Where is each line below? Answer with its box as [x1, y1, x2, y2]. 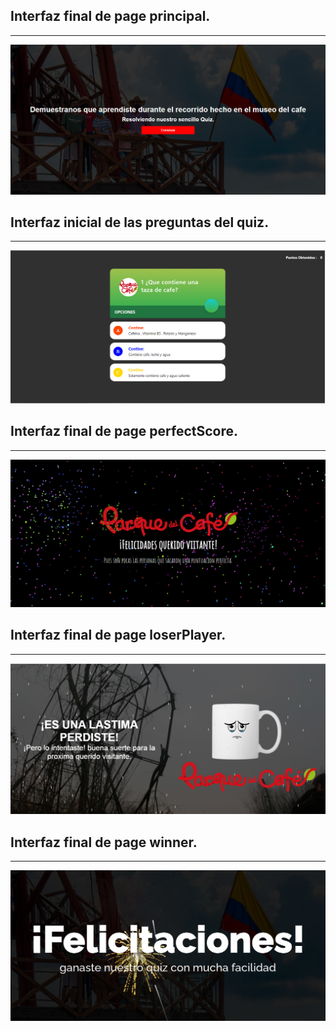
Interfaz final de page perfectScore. [10, 423, 239, 440]
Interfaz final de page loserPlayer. [10, 627, 227, 644]
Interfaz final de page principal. [10, 8, 211, 25]
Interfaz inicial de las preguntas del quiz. [10, 214, 270, 231]
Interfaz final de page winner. [10, 834, 198, 851]
